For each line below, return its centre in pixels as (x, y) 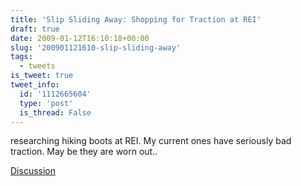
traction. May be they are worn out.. (84, 152)
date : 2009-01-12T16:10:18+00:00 (80, 38)
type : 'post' (46, 103)
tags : (21, 57)
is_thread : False (55, 112)
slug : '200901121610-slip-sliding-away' (96, 47)
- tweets (37, 66)
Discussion (33, 171)
